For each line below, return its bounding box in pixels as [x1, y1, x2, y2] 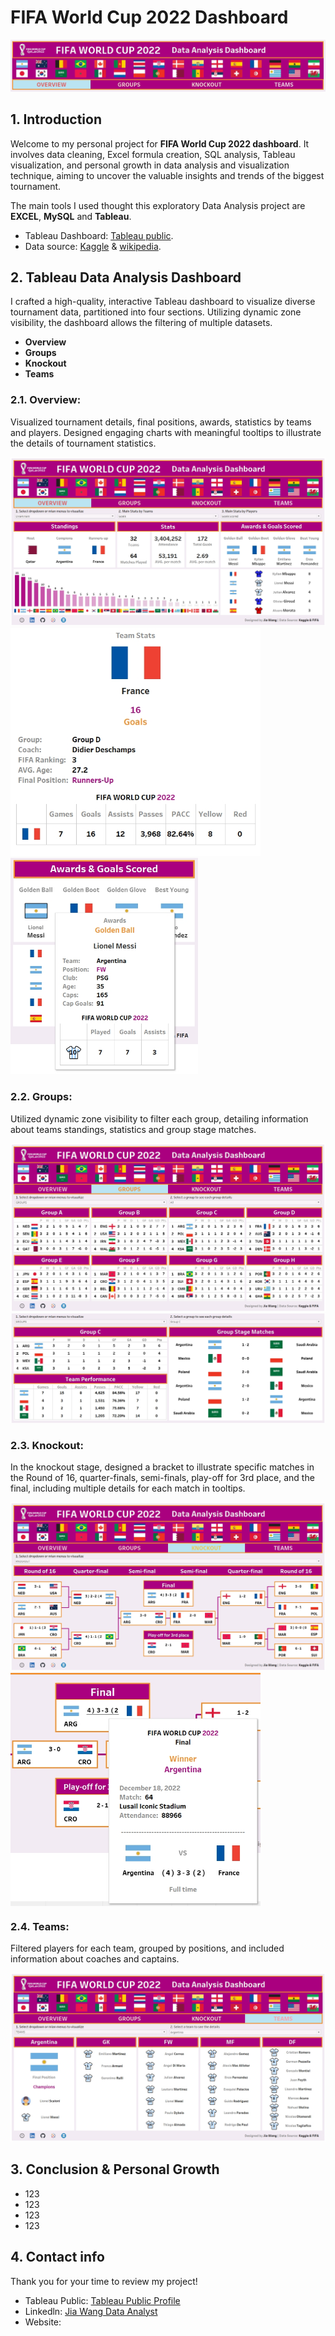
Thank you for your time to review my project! [10, 2275, 198, 2287]
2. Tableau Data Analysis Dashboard [10, 269, 242, 286]
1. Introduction [10, 111, 102, 128]
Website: [24, 2316, 62, 2328]
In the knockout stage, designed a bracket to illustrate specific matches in [10, 1461, 315, 1473]
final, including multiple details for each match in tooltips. [10, 1482, 246, 1494]
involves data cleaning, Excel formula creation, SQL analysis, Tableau [10, 148, 296, 160]
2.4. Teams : [10, 1919, 70, 1933]
